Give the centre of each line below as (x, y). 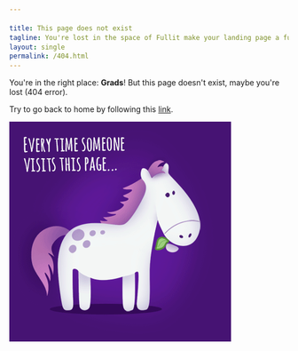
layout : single (37, 47)
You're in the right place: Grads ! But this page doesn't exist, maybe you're (145, 83)
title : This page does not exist (71, 28)
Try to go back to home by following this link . (91, 109)
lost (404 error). (39, 92)
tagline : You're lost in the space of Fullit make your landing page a (144, 37)
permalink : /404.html (49, 56)
